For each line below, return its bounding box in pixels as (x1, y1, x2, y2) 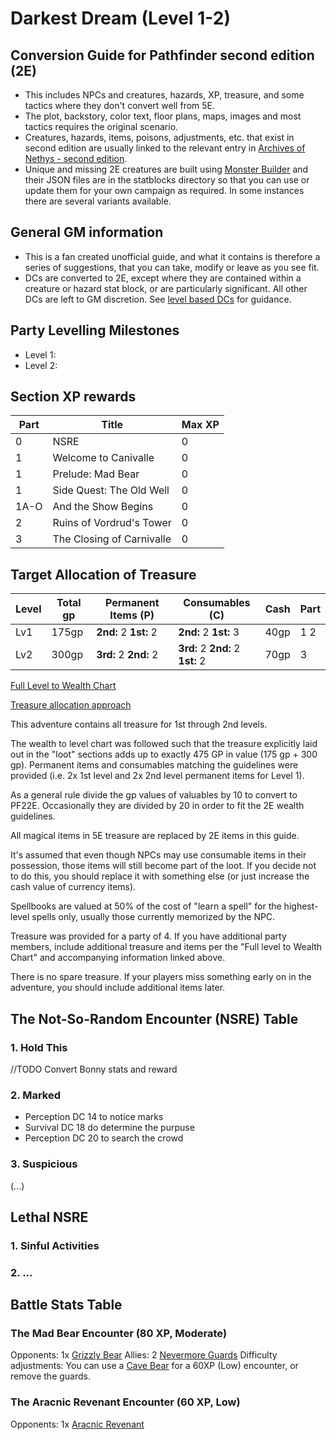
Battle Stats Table (10, 1297, 123, 1314)
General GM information (10, 224, 164, 241)
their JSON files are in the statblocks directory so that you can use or (24, 174, 310, 186)
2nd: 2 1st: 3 (178, 625, 240, 639)
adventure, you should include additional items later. (10, 982, 226, 994)
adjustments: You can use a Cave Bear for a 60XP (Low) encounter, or (10, 1360, 299, 1372)
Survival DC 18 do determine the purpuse (24, 1122, 195, 1134)
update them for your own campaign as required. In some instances (24, 185, 305, 196)
